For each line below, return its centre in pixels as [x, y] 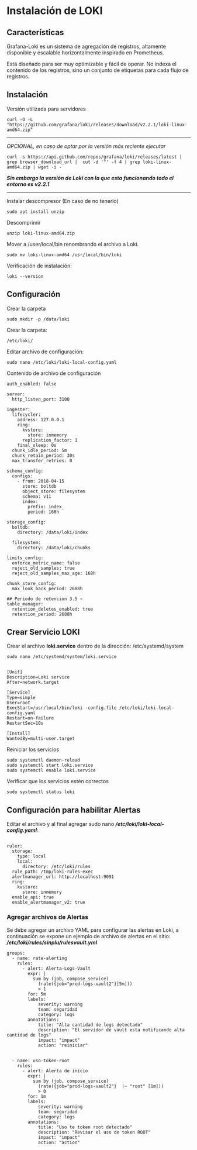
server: [16, 394]
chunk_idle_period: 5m [39, 450]
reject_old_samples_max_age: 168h [54, 573]
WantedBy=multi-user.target [41, 739]
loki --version [25, 276]
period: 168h [44, 512]
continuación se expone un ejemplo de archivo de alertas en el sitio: [89, 936]
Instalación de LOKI [55, 11]
